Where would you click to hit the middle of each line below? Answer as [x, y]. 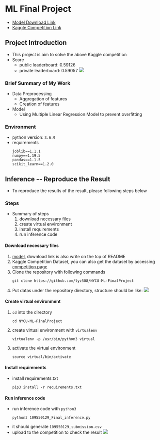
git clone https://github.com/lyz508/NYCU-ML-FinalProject [73, 281]
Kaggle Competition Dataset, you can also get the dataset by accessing [83, 261]
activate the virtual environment [44, 348]
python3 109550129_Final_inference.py [51, 418]
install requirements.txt [35, 378]
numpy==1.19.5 [26, 156]
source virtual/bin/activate [41, 357]
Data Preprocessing [32, 94]
